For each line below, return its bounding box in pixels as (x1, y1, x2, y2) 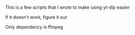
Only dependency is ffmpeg (5, 24, 63, 30)
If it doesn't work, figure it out (5, 14, 67, 20)
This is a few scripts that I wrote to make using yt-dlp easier (5, 5, 130, 10)
